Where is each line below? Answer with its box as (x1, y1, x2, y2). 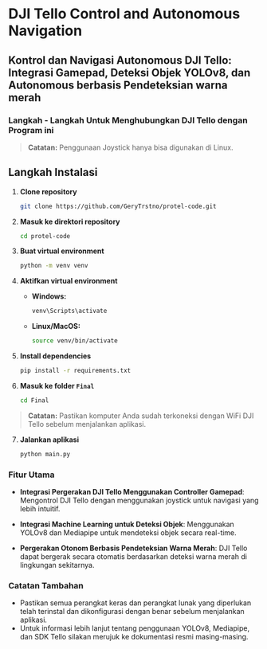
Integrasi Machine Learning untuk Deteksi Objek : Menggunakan (19, 519, 235, 529)
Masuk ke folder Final (19, 381, 95, 390)
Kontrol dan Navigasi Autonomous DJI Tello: (8, 53, 233, 67)
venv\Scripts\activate (31, 307, 108, 315)
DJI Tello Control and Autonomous (8, 5, 241, 23)
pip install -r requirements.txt (19, 367, 132, 375)
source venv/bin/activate (31, 337, 118, 345)
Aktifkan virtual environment (19, 276, 118, 286)
